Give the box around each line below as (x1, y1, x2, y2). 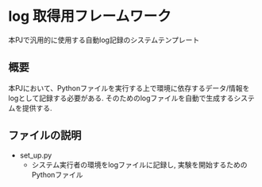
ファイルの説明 (8, 129, 82, 142)
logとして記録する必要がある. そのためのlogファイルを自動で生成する (8, 93, 234, 103)
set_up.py (19, 150, 52, 160)
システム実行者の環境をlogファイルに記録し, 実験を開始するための (31, 160, 248, 169)
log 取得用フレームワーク (8, 7, 172, 25)
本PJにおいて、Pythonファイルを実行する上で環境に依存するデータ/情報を (8, 83, 250, 92)
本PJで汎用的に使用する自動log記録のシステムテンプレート (8, 35, 200, 45)
